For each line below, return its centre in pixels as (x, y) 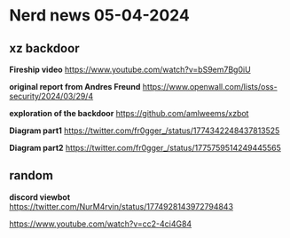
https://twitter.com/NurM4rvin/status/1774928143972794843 (121, 206)
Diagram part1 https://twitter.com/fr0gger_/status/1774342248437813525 (145, 131)
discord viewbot (40, 197)
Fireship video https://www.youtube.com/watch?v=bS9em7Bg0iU (130, 69)
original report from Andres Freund (75, 87)
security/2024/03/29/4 (51, 96)
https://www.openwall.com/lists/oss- (210, 87)
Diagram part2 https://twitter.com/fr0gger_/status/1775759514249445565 (145, 148)
